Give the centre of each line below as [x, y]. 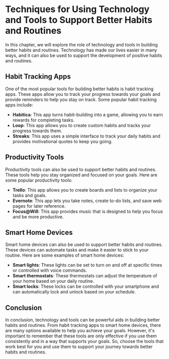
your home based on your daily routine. [53, 281]
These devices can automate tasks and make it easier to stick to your [77, 250]
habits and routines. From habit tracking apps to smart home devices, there [83, 325]
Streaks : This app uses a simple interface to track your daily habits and [86, 136]
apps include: [19, 105]
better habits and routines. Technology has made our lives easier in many [81, 50]
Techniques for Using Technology [77, 9]
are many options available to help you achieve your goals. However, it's [80, 331]
